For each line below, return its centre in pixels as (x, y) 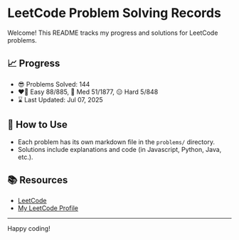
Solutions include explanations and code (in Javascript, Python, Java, (119, 149)
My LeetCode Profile (48, 208)
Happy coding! (29, 229)
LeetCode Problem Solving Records (115, 13)
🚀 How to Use (37, 125)
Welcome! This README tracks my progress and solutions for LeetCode (113, 33)
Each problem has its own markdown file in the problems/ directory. (116, 142)
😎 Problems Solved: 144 (54, 84)
